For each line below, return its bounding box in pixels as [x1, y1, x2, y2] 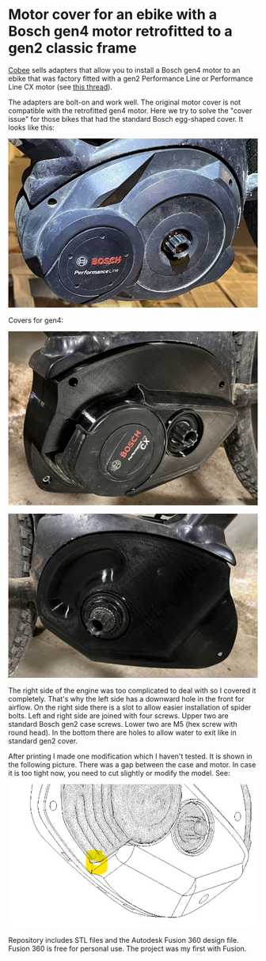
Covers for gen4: [8, 316, 64, 325]
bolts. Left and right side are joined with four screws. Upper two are [8, 710, 229, 721]
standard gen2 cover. [8, 736, 78, 745]
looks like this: [8, 123, 55, 132]
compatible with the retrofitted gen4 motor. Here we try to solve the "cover [8, 105, 253, 115]
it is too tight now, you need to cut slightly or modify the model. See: [8, 768, 230, 778]
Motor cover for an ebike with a [8, 6, 218, 24]
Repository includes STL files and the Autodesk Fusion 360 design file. [8, 935, 239, 944]
